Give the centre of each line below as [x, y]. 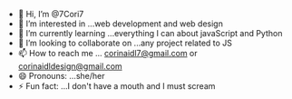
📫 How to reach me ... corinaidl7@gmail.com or [107, 53]
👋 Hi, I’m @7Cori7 [51, 14]
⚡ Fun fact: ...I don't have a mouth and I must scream [117, 86]
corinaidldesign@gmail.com [70, 66]
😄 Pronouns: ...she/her [61, 76]
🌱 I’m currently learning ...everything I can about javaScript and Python [150, 33]
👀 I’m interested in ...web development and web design [121, 24]
